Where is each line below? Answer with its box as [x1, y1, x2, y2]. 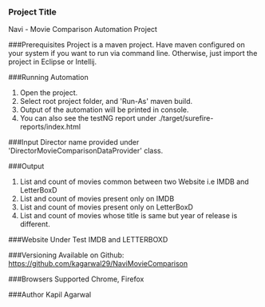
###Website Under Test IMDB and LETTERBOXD [8, 235, 168, 245]
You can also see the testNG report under [19, 114, 157, 123]
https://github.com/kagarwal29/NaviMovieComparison [8, 259, 188, 269]
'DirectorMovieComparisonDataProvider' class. [8, 146, 164, 156]
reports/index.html [19, 122, 81, 132]
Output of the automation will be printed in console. [19, 105, 189, 114]
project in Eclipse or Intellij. [8, 57, 97, 66]
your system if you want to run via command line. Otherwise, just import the [8, 49, 258, 58]
